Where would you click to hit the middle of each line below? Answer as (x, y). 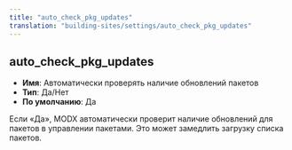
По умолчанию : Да (59, 102)
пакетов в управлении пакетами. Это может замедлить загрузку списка (146, 129)
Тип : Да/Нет (45, 92)
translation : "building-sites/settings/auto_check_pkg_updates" (130, 26)
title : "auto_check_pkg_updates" (71, 17)
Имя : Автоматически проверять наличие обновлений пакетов (140, 83)
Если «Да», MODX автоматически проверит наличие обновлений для (141, 119)
